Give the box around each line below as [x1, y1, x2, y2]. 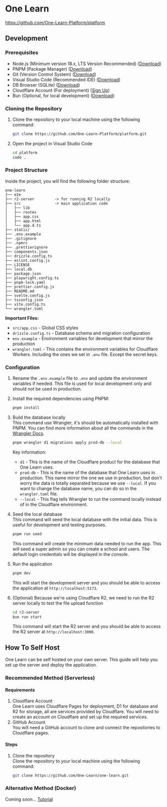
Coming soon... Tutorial [5, 796, 53, 802]
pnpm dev [12, 570, 31, 575]
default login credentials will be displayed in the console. [12, 551, 129, 557]
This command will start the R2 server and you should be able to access [12, 624, 161, 630]
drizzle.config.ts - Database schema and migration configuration [12, 330, 151, 336]
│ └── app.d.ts [5, 223, 41, 228]
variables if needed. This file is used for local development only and [12, 380, 152, 386]
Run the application [12, 561, 52, 567]
